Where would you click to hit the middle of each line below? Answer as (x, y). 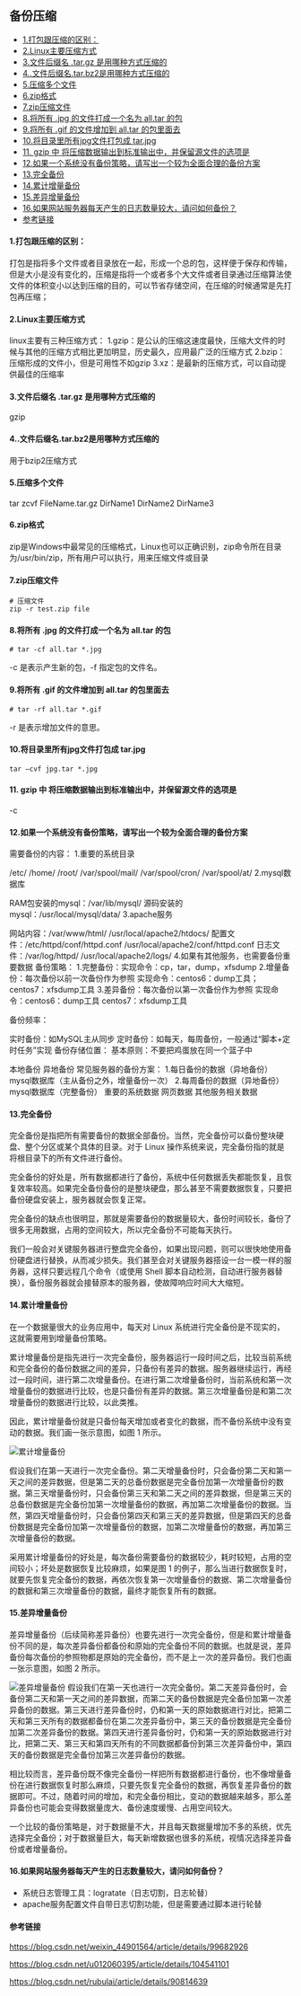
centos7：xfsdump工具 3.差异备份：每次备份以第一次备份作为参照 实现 (140, 990)
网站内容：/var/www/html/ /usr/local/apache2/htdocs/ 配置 (118, 933)
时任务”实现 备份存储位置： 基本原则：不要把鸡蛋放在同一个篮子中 (131, 1050)
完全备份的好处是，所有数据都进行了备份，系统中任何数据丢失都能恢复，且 (146, 1177)
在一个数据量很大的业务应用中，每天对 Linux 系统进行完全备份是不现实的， (147, 1327)
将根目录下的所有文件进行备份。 (68, 1158)
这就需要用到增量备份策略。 (60, 1338)
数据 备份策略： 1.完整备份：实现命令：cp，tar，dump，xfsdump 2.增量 (149, 967)
